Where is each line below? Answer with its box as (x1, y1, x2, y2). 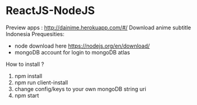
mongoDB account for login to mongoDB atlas (14, 48, 131, 56)
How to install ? (5, 60, 45, 68)
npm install (14, 72, 43, 79)
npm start (14, 92, 39, 99)
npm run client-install (14, 79, 68, 86)
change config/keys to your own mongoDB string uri (14, 85, 147, 92)
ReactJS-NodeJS (5, 4, 95, 18)
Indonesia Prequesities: (5, 30, 65, 37)
